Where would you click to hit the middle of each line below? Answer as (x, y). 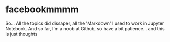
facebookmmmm (42, 9)
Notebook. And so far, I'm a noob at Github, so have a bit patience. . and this (85, 28)
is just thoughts (21, 34)
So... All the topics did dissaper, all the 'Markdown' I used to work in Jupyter (85, 23)
